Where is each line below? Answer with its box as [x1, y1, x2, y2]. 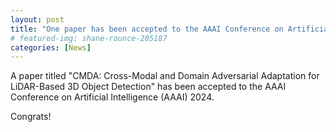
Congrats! [10, 111, 52, 123]
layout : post [10, 14, 65, 25]
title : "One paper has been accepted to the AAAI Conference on [10, 24, 284, 34]
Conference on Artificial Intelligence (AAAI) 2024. [10, 91, 215, 103]
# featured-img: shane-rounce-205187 [10, 33, 168, 43]
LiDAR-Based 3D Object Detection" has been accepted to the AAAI [10, 81, 287, 93]
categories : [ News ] [10, 42, 92, 53]
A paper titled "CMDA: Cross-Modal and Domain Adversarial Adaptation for [10, 70, 320, 82]
